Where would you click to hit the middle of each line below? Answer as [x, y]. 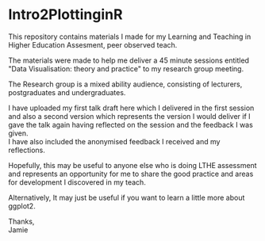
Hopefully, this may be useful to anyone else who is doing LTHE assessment [132, 165]
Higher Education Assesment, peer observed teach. [93, 44]
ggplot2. [22, 206]
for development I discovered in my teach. [77, 182]
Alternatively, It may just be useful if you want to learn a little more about [127, 197]
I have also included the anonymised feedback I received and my [114, 141]
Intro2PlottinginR [65, 15]
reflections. [27, 150]
